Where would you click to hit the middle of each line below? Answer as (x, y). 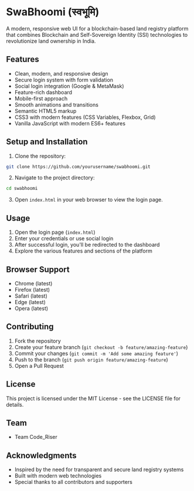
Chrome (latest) (33, 283)
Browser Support (38, 269)
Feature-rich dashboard (43, 92)
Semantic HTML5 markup (45, 111)
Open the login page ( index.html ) (55, 232)
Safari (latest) (31, 296)
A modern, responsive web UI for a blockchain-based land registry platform (97, 28)
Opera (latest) (31, 308)
